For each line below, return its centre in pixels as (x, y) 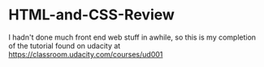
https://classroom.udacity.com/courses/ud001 (86, 54)
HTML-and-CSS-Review (91, 15)
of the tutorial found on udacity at (65, 45)
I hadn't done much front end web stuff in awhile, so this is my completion (132, 37)
